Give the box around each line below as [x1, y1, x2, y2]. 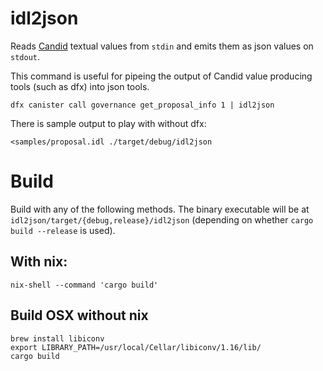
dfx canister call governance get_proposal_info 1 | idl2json [10, 100, 275, 110]
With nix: [10, 253, 68, 271]
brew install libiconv [10, 333, 105, 344]
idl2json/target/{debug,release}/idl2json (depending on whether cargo [10, 213, 314, 226]
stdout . [10, 50, 40, 62]
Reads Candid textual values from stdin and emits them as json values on [10, 40, 314, 52]
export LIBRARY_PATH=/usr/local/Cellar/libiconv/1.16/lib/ [10, 342, 262, 352]
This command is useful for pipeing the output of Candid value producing [10, 70, 313, 82]
